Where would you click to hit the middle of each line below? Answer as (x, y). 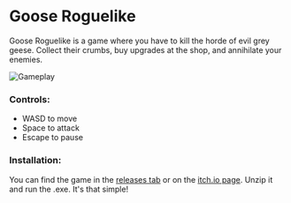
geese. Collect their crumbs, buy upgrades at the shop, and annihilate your (145, 49)
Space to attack (50, 128)
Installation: (35, 161)
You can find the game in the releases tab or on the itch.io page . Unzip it (141, 179)
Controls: (30, 99)
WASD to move (50, 119)
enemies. (26, 59)
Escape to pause (53, 138)
